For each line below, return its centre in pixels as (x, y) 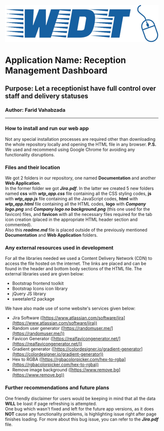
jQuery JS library (29, 294)
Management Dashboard (56, 70)
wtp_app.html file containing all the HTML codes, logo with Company (75, 204)
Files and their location (33, 167)
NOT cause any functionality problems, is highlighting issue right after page (81, 414)
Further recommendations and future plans (57, 388)
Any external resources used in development (59, 248)
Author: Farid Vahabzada (35, 110)
